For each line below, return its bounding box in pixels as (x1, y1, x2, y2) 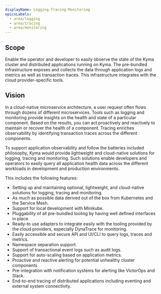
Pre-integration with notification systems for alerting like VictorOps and (12, 267, 155, 273)
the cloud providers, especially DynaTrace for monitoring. (12, 226, 127, 232)
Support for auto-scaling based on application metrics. (12, 252, 123, 258)
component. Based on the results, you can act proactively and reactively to (5, 120, 156, 126)
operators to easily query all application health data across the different (5, 160, 148, 166)
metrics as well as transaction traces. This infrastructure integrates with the (5, 72, 157, 78)
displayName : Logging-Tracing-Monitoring (5, 7, 90, 12)
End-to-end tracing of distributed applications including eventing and (12, 278, 151, 284)
